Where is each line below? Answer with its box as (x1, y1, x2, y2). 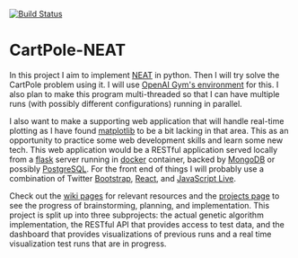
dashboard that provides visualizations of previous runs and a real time (9, 228, 272, 239)
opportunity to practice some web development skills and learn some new (9, 135, 284, 146)
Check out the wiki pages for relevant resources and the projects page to (9, 190, 280, 201)
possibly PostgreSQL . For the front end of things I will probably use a (9, 163, 265, 174)
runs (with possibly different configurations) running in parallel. (9, 98, 242, 109)
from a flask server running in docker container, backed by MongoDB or (9, 154, 276, 165)
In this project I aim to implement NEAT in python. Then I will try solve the (9, 69, 280, 80)
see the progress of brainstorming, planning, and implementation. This (9, 200, 270, 210)
